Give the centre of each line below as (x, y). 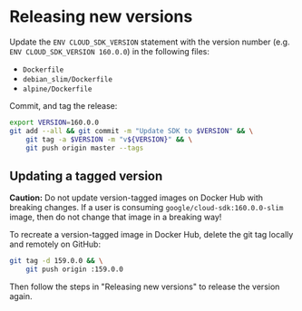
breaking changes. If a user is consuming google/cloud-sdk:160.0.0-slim (146, 208)
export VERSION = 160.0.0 (54, 122)
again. (21, 296)
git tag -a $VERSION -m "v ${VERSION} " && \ (109, 139)
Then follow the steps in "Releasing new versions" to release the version (145, 287)
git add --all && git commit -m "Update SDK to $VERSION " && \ (132, 131)
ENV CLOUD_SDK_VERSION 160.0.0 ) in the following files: (110, 51)
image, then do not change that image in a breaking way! (116, 217)
